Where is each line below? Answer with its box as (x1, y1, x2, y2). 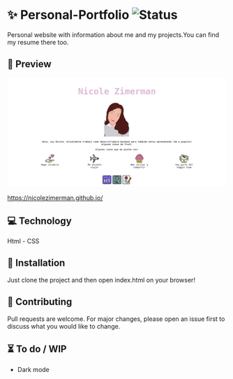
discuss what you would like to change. (7, 322, 121, 330)
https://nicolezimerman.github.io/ (7, 194, 103, 202)
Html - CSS (7, 237, 40, 245)
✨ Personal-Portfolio (7, 7, 130, 23)
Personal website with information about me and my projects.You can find (7, 30, 220, 38)
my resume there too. (7, 38, 69, 46)
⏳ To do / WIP (7, 343, 67, 355)
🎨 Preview (7, 58, 52, 70)
